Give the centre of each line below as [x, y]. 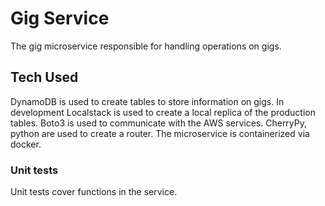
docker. [26, 144]
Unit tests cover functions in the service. [94, 192]
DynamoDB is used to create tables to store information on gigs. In [147, 101]
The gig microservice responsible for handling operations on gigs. [146, 46]
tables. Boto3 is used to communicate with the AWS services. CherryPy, [159, 123]
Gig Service [60, 18]
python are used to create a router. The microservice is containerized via [160, 133]
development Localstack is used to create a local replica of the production [163, 112]
